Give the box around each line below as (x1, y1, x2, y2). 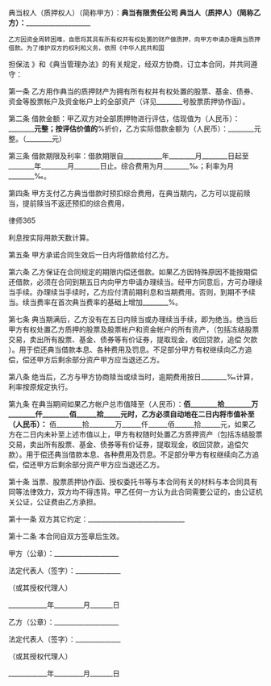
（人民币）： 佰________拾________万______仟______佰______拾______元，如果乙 (8, 420, 256, 429)
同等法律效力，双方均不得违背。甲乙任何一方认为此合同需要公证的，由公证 (8, 487, 256, 496)
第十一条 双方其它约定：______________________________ (8, 514, 186, 524)
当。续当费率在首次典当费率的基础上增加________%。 (8, 298, 183, 307)
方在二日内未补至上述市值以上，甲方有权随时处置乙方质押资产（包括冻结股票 (8, 429, 263, 439)
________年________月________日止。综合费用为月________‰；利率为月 (8, 161, 235, 170)
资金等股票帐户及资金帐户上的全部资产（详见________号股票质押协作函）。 (8, 97, 250, 106)
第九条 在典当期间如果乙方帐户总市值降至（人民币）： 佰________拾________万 (8, 399, 259, 408)
